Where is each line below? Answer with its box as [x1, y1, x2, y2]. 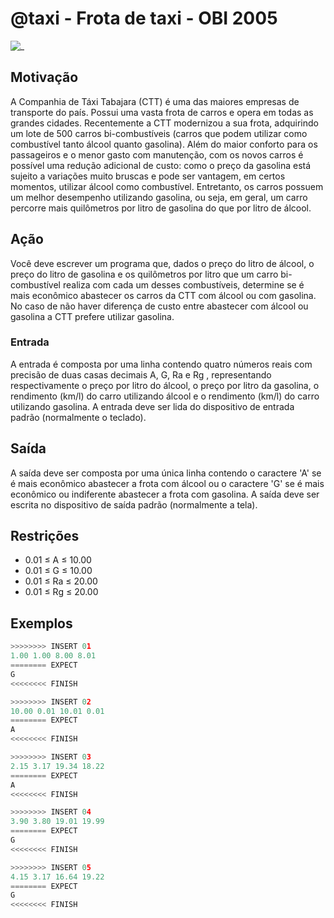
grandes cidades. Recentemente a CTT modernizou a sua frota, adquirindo [10, 117, 320, 129]
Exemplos [10, 615, 73, 632]
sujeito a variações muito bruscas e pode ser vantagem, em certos [10, 170, 286, 182]
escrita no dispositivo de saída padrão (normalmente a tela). [10, 498, 258, 511]
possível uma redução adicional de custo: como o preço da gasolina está [10, 159, 312, 171]
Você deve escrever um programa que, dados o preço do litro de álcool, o [10, 257, 315, 269]
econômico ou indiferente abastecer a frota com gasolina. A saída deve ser [10, 488, 320, 500]
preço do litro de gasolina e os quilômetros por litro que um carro [10, 268, 279, 280]
